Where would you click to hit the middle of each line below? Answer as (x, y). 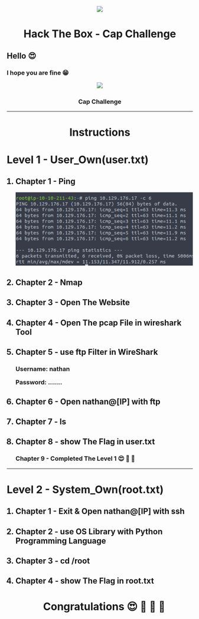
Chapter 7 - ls (41, 421)
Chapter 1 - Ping (45, 181)
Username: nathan (43, 368)
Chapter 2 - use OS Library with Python (89, 532)
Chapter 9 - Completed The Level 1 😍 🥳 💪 (75, 458)
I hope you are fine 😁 (38, 72)
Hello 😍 (22, 56)
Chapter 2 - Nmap (49, 282)
